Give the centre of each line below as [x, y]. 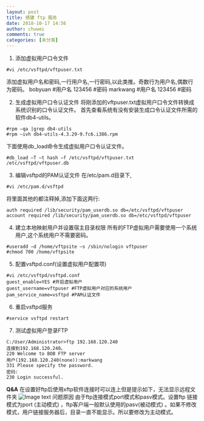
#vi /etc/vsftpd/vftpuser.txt [45, 70]
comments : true [25, 35]
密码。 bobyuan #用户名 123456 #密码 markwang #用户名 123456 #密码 [101, 89]
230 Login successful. [35, 377]
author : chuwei [25, 29]
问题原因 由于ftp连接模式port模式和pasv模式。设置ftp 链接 [125, 397]
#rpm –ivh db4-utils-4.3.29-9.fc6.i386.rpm [62, 134]
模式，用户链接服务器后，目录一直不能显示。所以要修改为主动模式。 [91, 412]
